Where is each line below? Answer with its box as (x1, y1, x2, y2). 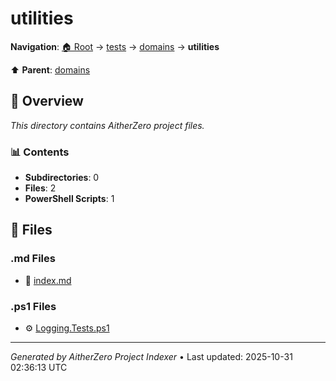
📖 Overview (10, 93, 84, 110)
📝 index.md (24, 274, 72, 286)
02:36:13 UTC (10, 362, 68, 374)
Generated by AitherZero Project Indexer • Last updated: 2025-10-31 (10, 351, 293, 363)
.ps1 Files (10, 299, 57, 313)
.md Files (10, 252, 56, 266)
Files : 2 (24, 182, 57, 194)
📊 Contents (10, 145, 70, 159)
